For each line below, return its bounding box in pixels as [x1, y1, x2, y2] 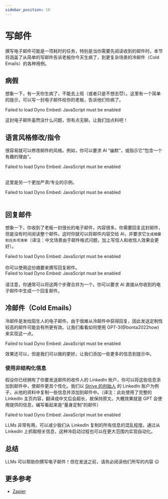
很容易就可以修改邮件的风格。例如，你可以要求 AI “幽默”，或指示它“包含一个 [5, 147, 162, 153]
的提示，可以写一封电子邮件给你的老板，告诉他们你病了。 [5, 97, 123, 103]
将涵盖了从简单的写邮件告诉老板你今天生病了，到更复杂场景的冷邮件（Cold [5, 54, 159, 60]
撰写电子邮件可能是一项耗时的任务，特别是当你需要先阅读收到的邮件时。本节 [5, 48, 163, 54]
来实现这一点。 [5, 330, 36, 336]
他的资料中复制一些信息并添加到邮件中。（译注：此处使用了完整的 [18, 389, 152, 395]
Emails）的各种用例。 [5, 60, 49, 66]
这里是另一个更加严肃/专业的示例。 [5, 179, 77, 185]
